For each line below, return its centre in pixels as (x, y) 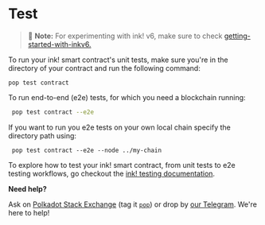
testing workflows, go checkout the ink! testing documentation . (112, 173)
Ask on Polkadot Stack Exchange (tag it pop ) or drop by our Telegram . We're (132, 204)
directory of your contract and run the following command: (104, 68)
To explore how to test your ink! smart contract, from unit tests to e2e (122, 165)
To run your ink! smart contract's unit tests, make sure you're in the (118, 60)
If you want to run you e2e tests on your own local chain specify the (119, 127)
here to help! (29, 212)
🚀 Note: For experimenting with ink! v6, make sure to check (125, 36)
